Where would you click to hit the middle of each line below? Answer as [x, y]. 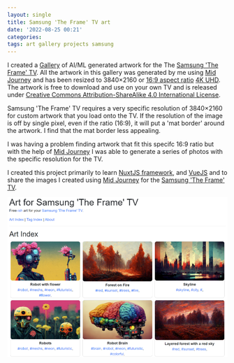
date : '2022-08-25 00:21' [45, 29]
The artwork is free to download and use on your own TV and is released [112, 87]
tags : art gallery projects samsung [60, 44]
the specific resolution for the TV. [55, 159]
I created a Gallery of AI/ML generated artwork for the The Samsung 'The [113, 65]
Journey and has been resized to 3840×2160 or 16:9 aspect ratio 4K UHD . [114, 80]
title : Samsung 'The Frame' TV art [59, 22]
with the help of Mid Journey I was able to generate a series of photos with [115, 152]
